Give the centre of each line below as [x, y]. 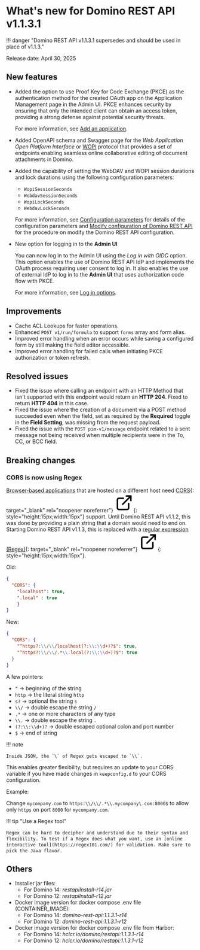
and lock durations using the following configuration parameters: [94, 177]
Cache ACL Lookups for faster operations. [67, 326]
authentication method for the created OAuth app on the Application [99, 98]
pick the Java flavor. [34, 851]
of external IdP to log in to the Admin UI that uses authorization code [99, 274]
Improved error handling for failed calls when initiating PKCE [89, 351]
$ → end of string [36, 733]
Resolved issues [37, 376]
